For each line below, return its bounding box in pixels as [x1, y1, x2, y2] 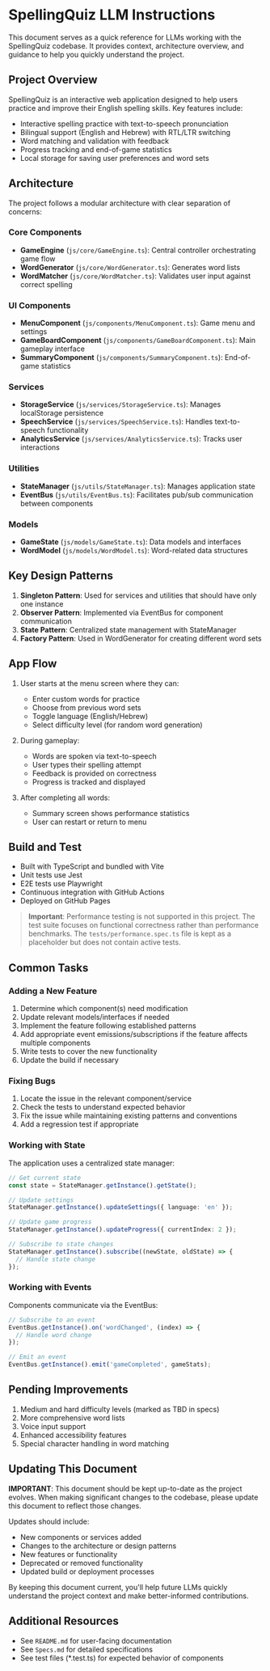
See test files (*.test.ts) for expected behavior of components [19, 1652, 224, 1663]
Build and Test [8, 840, 82, 854]
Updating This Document [8, 1462, 137, 1476]
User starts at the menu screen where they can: [19, 678, 179, 688]
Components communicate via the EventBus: [8, 1300, 158, 1309]
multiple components [19, 1038, 91, 1048]
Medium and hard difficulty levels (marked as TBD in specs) [19, 1404, 220, 1414]
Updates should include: [8, 1517, 90, 1526]
